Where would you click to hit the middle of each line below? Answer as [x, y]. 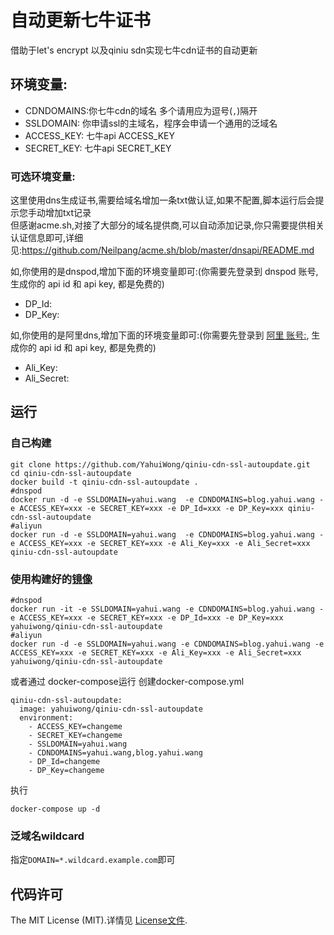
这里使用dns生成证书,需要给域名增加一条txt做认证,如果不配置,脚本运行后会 [163, 200]
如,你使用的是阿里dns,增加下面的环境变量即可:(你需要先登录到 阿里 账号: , [160, 335]
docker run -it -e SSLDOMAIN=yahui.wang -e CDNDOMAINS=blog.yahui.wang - [167, 609]
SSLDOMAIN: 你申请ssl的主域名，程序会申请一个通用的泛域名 [151, 123]
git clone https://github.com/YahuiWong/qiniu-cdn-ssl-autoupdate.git [160, 464]
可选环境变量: [43, 176]
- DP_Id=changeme [64, 762]
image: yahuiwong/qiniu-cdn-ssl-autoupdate [111, 709]
